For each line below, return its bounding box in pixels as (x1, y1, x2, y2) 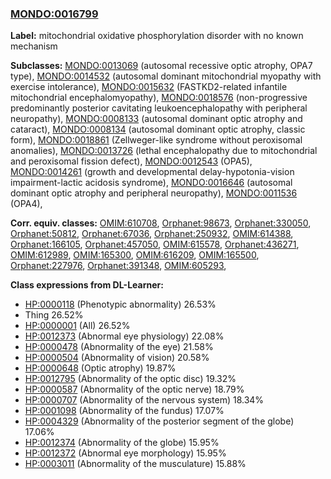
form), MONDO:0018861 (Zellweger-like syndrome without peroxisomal (10, 134, 303, 146)
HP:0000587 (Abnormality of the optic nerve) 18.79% (24, 383, 245, 396)
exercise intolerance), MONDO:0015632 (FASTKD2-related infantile (10, 81, 288, 93)
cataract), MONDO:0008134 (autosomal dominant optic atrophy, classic (10, 123, 306, 136)
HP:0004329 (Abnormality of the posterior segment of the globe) (24, 415, 295, 427)
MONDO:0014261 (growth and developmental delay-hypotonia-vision (10, 166, 295, 178)
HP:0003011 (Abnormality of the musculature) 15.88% (24, 458, 247, 470)
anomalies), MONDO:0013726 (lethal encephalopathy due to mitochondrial (10, 145, 318, 157)
